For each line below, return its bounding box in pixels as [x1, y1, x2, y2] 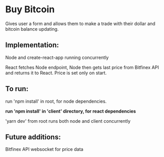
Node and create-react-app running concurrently [5, 54, 109, 60]
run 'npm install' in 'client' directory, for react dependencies [5, 108, 136, 114]
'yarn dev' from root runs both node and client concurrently [5, 118, 131, 124]
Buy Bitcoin [5, 4, 55, 15]
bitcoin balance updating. [5, 26, 59, 32]
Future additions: [5, 132, 61, 141]
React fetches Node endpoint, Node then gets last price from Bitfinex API [5, 64, 159, 70]
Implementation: [5, 41, 59, 50]
